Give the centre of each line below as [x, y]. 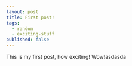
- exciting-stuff [33, 34]
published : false [28, 40]
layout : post [22, 12]
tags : [13, 23]
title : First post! [30, 17]
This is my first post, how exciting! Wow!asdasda [66, 57]
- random [22, 28]
